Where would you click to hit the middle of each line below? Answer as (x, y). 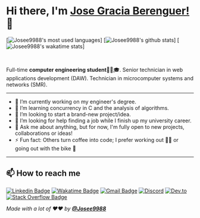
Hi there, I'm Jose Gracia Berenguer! (98, 11)
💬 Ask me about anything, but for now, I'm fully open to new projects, (99, 127)
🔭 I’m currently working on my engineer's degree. (76, 102)
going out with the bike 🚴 (45, 148)
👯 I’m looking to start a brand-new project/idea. (73, 114)
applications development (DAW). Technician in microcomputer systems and (100, 78)
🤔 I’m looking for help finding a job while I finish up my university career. (103, 121)
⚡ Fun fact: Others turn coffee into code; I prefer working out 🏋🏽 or (96, 140)
